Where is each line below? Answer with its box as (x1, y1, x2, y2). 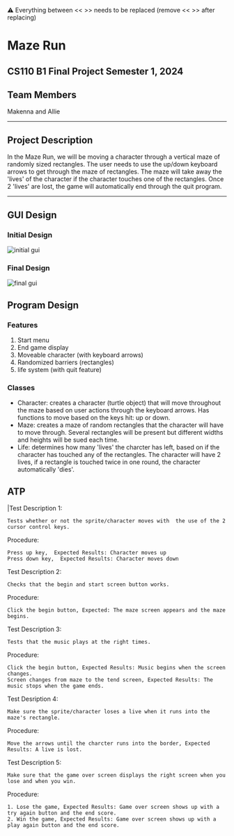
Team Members (7, 88, 77, 100)
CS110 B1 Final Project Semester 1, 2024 (7, 65, 184, 77)
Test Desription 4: (7, 695, 58, 703)
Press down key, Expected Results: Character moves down (7, 555, 179, 562)
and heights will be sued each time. (17, 435, 120, 444)
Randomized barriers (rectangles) (17, 358, 115, 366)
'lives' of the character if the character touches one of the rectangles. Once (7, 175, 224, 183)
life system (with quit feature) (17, 365, 102, 373)
